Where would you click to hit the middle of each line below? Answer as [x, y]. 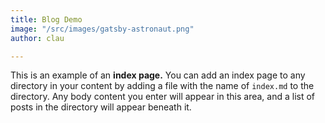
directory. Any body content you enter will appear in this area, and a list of [163, 97]
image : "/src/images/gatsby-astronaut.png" [102, 29]
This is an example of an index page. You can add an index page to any [158, 75]
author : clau [37, 38]
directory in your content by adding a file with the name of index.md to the [162, 86]
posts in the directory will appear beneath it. [101, 107]
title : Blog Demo [46, 19]
